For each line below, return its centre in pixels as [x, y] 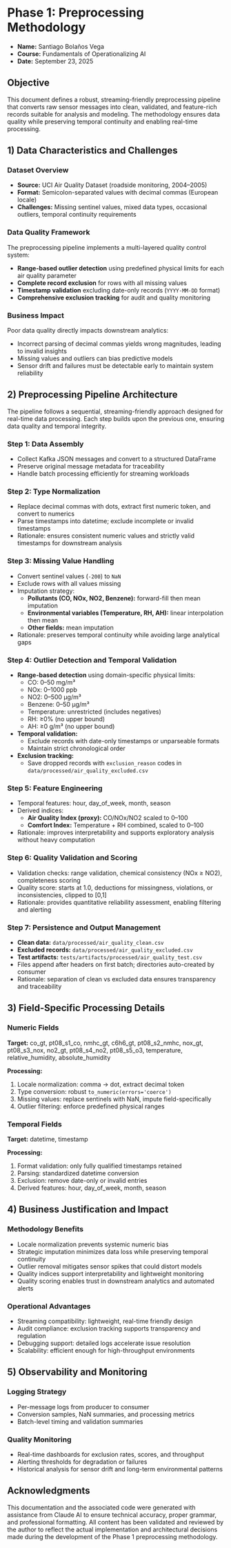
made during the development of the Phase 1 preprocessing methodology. [112, 1536]
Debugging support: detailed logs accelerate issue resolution [104, 1343]
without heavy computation [56, 840]
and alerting [34, 910]
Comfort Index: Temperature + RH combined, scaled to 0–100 [115, 825]
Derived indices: [40, 811]
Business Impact [36, 315]
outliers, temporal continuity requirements [77, 215]
